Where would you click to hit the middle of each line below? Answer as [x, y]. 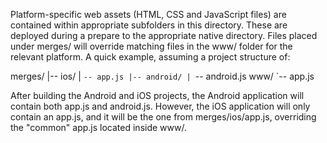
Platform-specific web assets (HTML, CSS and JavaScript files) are [148, 14]
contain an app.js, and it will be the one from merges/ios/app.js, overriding [163, 117]
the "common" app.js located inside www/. [98, 127]
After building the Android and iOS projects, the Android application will [157, 95]
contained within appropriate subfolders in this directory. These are [149, 25]
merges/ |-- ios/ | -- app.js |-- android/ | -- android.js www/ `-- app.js [162, 76]
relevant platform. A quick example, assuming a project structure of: [150, 57]
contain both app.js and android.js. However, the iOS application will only [160, 106]
